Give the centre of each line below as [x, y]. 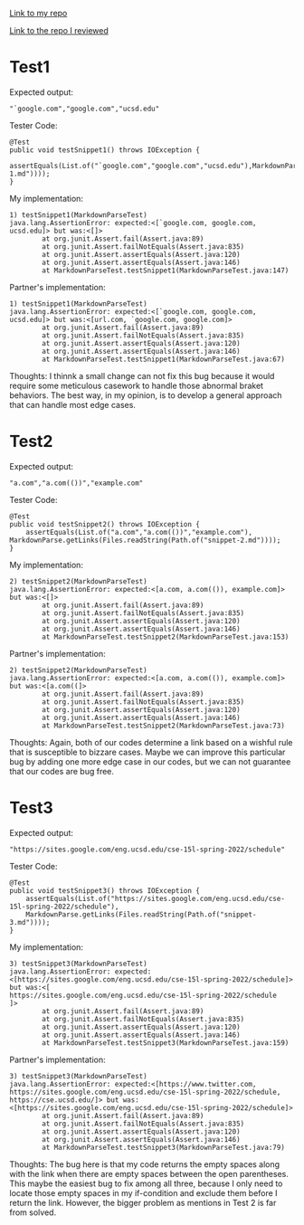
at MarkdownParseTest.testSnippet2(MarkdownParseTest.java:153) [166, 637]
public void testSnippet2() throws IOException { [105, 524]
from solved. [33, 1212]
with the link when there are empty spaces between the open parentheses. [149, 1173]
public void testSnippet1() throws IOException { [105, 150]
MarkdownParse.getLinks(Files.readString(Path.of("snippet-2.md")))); [145, 540]
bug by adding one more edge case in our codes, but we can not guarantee [150, 761]
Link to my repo [38, 13]
